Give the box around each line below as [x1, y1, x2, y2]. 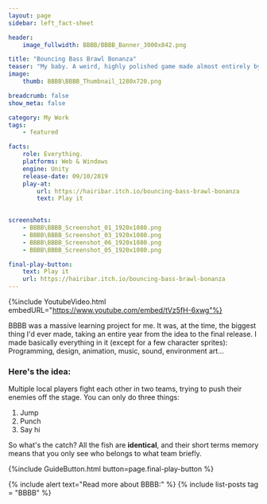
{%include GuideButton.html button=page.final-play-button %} [8, 464, 215, 474]
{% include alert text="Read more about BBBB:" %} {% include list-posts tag [8, 479, 259, 490]
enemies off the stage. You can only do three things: [8, 393, 180, 402]
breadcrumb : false [8, 92, 69, 100]
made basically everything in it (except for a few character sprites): [8, 338, 228, 347]
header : [8, 33, 34, 41]
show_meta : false [8, 99, 66, 107]
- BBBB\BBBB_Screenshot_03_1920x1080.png [22, 231, 161, 239]
